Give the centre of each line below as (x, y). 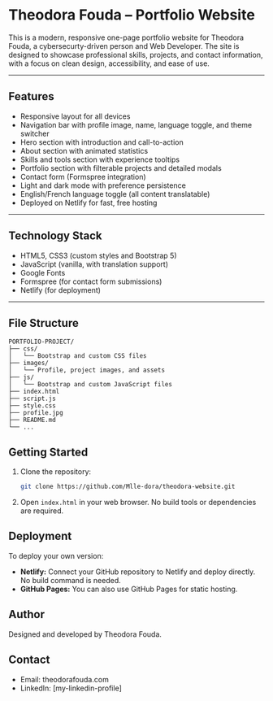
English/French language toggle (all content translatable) (115, 194)
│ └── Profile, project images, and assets (87, 370)
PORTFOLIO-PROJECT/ (41, 342)
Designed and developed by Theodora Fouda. (85, 634)
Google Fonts (43, 272)
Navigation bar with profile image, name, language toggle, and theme (136, 124)
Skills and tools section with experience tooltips (100, 159)
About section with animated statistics (84, 150)
